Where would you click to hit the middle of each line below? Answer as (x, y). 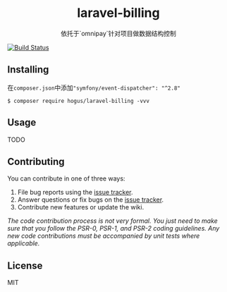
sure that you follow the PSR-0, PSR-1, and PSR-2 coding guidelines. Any (114, 229)
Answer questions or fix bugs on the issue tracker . (91, 200)
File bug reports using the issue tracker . (75, 193)
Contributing (36, 161)
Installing (28, 69)
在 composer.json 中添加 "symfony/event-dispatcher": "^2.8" (94, 87)
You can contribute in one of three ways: (66, 178)
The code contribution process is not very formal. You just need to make (113, 221)
